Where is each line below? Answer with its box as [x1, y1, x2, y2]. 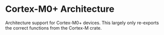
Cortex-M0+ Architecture [5, 3, 115, 15]
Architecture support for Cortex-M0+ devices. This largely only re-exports [5, 20, 159, 26]
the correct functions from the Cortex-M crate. [5, 25, 102, 31]
